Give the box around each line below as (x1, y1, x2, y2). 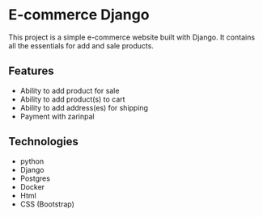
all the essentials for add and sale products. (8, 40, 154, 50)
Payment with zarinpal (19, 111, 95, 121)
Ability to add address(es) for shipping (19, 102, 148, 112)
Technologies (8, 135, 79, 148)
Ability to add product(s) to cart (19, 94, 125, 104)
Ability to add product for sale (19, 86, 120, 95)
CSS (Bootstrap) (19, 199, 75, 209)
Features (8, 65, 54, 78)
